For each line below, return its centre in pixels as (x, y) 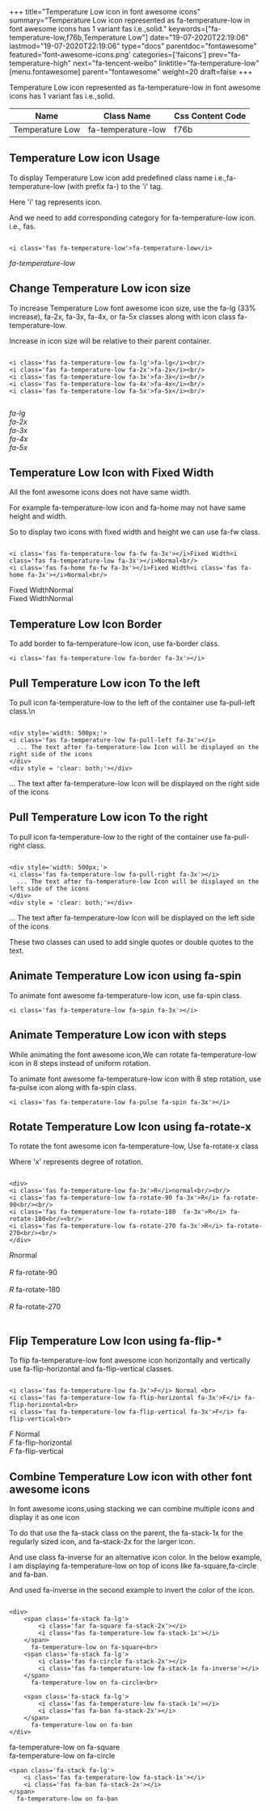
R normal (23, 1255)
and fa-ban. (29, 1574)
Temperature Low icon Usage (84, 158)
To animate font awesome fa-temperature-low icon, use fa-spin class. (125, 995)
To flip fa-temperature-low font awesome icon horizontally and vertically (130, 1360)
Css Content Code (210, 116)
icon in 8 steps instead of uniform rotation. (80, 1063)
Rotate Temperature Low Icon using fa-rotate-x (130, 1127)
